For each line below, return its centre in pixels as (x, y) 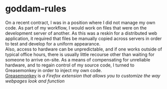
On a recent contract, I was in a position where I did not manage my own (80, 22)
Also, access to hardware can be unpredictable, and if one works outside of (84, 49)
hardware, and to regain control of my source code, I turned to (70, 65)
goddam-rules (36, 9)
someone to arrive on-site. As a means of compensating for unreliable (78, 59)
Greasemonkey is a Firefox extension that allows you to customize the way (83, 75)
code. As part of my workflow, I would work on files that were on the (76, 27)
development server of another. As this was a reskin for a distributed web (81, 33)
